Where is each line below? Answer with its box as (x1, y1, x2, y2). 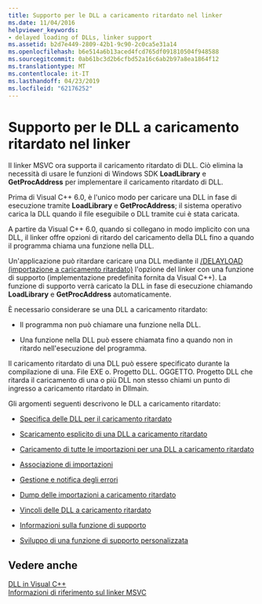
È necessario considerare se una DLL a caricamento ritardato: (8, 305, 208, 315)
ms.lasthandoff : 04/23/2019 (8, 77, 100, 85)
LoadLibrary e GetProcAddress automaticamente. (8, 289, 172, 299)
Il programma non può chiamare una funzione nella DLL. (19, 320, 202, 329)
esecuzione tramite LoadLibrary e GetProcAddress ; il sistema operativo (8, 201, 242, 210)
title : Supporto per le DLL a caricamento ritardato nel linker (8, 11, 223, 20)
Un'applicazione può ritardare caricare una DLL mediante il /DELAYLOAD (8, 257, 243, 266)
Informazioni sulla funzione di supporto (19, 521, 147, 530)
